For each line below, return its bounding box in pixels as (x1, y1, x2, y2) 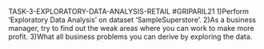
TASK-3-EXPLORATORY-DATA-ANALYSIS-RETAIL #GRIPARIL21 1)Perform (8, 7, 250, 16)
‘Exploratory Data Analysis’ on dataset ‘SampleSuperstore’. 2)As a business (8, 15, 256, 24)
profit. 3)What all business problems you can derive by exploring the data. (8, 32, 253, 41)
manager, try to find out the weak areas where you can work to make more (8, 24, 254, 32)
